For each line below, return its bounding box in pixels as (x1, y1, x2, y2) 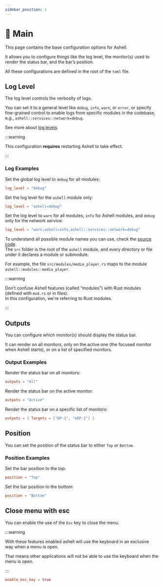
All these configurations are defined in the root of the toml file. (5, 68, 130, 74)
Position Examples (5, 454, 50, 461)
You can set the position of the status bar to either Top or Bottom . (5, 442, 134, 448)
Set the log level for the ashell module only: (5, 195, 93, 200)
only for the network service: (5, 218, 63, 224)
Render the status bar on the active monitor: (5, 388, 93, 394)
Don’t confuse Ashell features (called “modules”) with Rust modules (5, 285, 141, 291)
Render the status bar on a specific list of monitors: (5, 407, 108, 412)
